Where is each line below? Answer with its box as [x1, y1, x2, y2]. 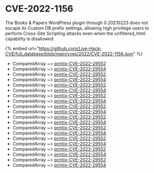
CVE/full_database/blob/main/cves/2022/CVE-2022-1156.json [5, 51, 133, 57]
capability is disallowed [5, 36, 54, 42]
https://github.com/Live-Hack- [38, 45, 102, 51]
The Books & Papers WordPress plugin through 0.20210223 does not [5, 20, 148, 26]
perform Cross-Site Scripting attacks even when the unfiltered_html [5, 30, 146, 36]
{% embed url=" [5, 45, 39, 51]
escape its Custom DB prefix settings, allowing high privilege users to [5, 25, 149, 31]
